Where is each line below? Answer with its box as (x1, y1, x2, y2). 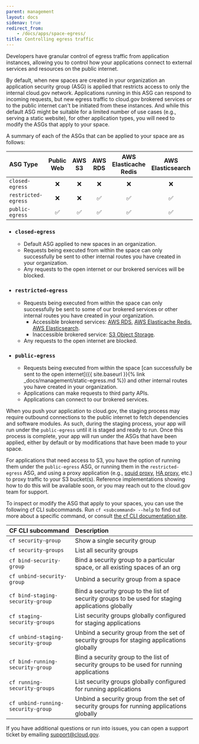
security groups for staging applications (75, 636, 187, 644)
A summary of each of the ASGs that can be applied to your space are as (6, 132, 185, 140)
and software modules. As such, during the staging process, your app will (6, 420, 186, 427)
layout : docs (6, 14, 38, 20)
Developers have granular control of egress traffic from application (6, 53, 169, 59)
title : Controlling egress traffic (6, 36, 94, 42)
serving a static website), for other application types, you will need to (6, 115, 175, 122)
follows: (6, 139, 25, 145)
